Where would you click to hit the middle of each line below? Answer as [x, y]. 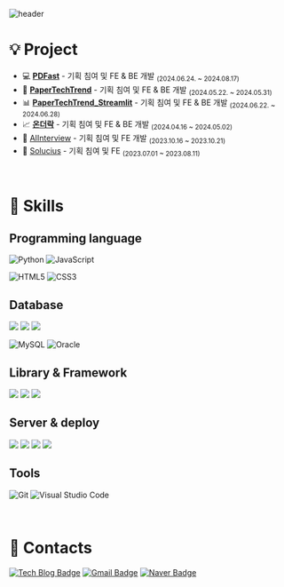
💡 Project [43, 50]
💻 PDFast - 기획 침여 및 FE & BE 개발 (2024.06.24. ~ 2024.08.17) [130, 77]
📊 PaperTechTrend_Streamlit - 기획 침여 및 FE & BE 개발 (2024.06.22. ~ [149, 103]
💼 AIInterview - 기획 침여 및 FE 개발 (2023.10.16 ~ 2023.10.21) [124, 139]
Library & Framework [68, 373]
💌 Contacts [51, 547]
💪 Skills [37, 206]
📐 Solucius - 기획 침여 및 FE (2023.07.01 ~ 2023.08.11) [111, 151]
